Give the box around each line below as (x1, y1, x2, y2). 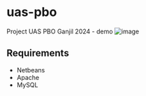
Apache (16, 73, 40, 81)
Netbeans (16, 65, 45, 74)
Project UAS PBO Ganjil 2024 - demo (6, 27, 113, 35)
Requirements (6, 47, 69, 59)
